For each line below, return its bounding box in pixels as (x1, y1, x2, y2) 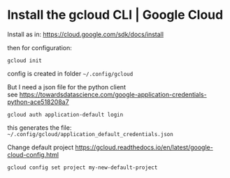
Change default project (7, 143, 74, 151)
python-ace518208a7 (7, 98, 69, 106)
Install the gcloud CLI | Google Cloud (7, 7, 224, 23)
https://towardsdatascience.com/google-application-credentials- (19, 90, 208, 98)
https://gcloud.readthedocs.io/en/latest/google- (75, 143, 213, 151)
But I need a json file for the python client (7, 82, 126, 91)
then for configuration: (7, 43, 72, 52)
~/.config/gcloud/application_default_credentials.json (7, 131, 173, 138)
